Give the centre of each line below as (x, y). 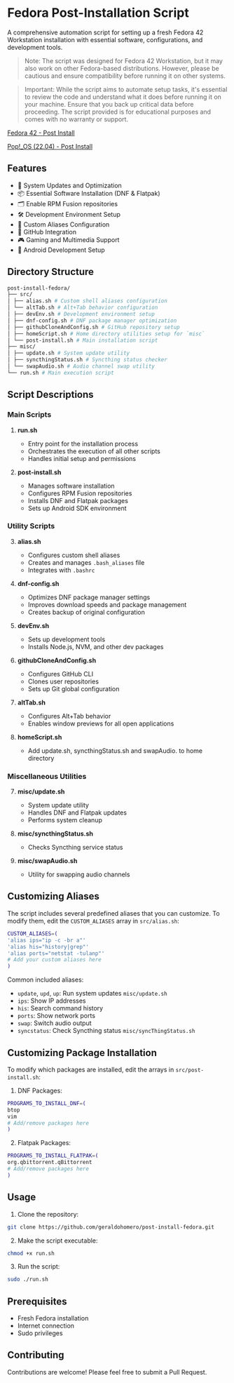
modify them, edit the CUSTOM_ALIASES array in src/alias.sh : (94, 921)
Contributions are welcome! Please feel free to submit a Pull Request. (107, 1372)
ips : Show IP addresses (51, 1001)
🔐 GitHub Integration (47, 232)
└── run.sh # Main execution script (61, 373)
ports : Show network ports (56, 1016)
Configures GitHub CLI (60, 674)
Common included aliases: (46, 980)
